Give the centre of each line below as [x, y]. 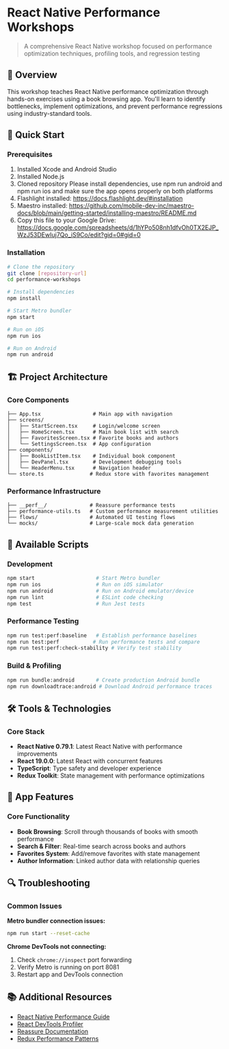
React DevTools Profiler [50, 1024]
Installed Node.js [41, 177]
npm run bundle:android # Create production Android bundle [104, 680]
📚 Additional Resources [60, 997]
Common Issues [35, 906]
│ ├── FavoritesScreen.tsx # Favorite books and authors [93, 438]
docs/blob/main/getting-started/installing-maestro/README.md [107, 213]
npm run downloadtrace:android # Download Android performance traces [110, 686]
